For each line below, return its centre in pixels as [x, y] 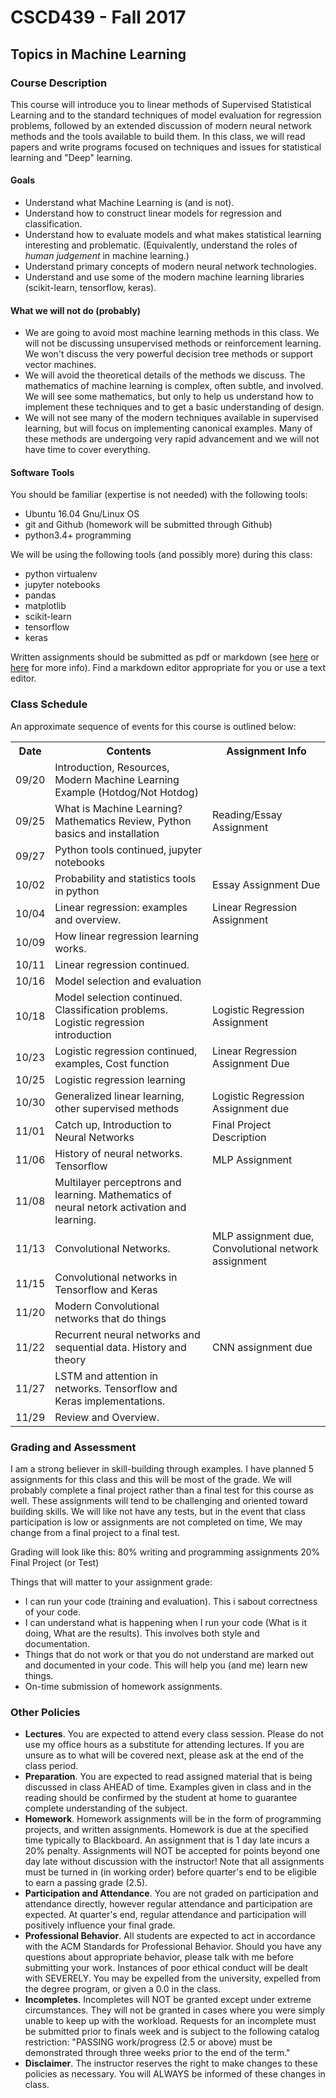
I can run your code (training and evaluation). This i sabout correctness [171, 1602]
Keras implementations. [110, 1401]
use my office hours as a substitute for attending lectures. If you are [164, 1745]
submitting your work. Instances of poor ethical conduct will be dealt [166, 1968]
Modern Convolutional [107, 1306]
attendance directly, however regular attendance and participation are [168, 1904]
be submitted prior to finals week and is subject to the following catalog [172, 2032]
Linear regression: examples [121, 907]
